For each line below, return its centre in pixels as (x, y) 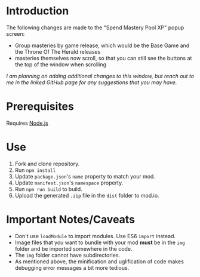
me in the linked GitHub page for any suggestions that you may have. (92, 82)
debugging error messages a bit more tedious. (72, 267)
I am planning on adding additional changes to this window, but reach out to (100, 76)
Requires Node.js (27, 123)
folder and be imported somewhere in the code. (73, 248)
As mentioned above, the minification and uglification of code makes (99, 261)
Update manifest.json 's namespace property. (69, 183)
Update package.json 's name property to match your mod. (85, 176)
